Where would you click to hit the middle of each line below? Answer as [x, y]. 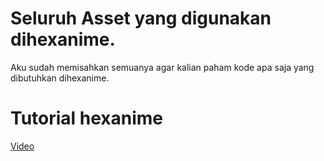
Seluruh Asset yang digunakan [141, 18]
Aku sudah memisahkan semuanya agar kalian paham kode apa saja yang [162, 67]
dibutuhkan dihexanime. [60, 78]
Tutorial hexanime [87, 118]
